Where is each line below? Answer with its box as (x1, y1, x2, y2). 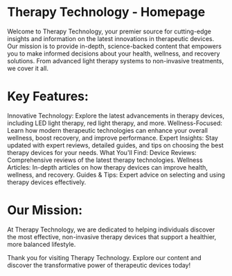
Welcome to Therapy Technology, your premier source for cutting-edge (7, 27, 211, 35)
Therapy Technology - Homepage (7, 4, 206, 20)
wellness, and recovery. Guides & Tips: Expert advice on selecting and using (7, 170, 225, 179)
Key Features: (7, 88, 89, 104)
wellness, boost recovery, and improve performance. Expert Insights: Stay (7, 133, 218, 142)
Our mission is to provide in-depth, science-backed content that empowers (7, 42, 222, 50)
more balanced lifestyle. (7, 240, 76, 248)
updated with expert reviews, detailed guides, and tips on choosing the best (7, 140, 224, 149)
